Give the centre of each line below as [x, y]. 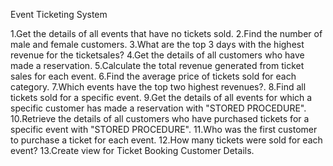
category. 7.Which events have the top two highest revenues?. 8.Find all [158, 87]
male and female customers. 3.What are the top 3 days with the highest [157, 44]
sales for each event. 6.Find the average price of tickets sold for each [153, 76]
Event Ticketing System [59, 14]
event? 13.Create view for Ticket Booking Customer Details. [132, 150]
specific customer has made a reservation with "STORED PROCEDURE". [158, 108]
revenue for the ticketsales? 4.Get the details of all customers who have [157, 55]
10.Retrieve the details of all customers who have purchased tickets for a [160, 118]
